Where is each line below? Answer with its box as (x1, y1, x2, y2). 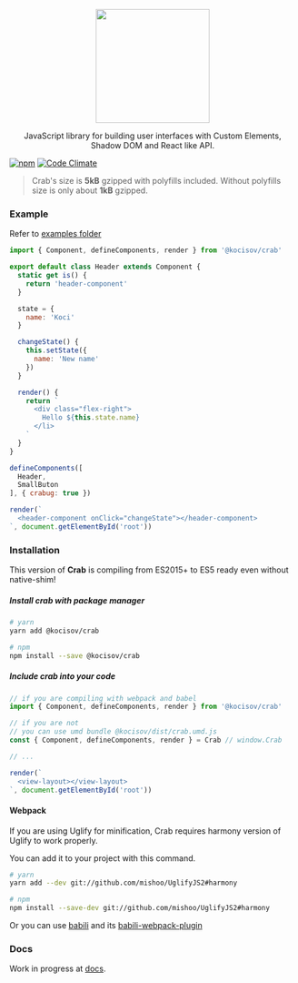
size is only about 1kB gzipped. (31, 185, 148, 196)
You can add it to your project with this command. (9, 852, 196, 864)
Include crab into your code (9, 671, 116, 682)
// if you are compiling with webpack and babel (9, 694, 197, 703)
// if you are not (9, 719, 79, 728)
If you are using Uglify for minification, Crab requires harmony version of (9, 825, 282, 836)
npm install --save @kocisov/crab (9, 651, 141, 660)
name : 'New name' (33, 355, 100, 364)
